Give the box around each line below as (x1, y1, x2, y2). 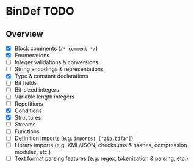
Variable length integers (14, 93, 75, 100)
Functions (14, 127, 40, 135)
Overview (5, 29, 44, 39)
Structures (14, 114, 41, 121)
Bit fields (14, 79, 37, 87)
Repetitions (14, 100, 43, 108)
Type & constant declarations (14, 72, 88, 80)
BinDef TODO (5, 4, 74, 18)
